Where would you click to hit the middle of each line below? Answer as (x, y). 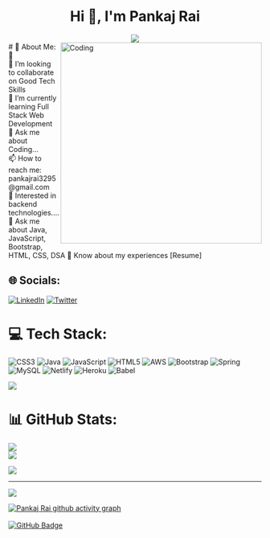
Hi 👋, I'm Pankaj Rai (135, 16)
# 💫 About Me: (32, 47)
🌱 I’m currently (33, 98)
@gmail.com (29, 187)
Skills (17, 89)
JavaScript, (27, 238)
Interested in (36, 195)
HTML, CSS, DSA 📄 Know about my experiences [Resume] (105, 255)
